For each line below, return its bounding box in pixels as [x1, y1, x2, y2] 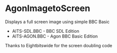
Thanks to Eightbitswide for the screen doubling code [5, 42, 113, 48]
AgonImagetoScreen [5, 3, 91, 14]
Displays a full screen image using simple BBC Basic [5, 19, 110, 25]
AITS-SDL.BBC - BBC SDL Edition [12, 28, 80, 34]
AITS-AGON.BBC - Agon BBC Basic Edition [12, 33, 98, 39]
